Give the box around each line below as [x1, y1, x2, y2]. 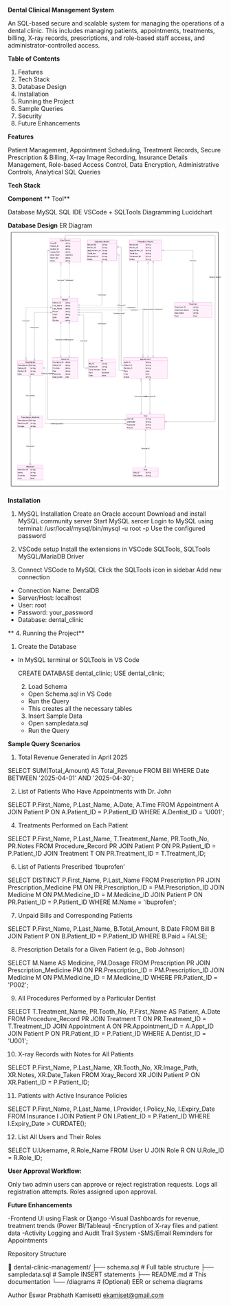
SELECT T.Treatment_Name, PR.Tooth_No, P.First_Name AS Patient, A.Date [8, 1007, 221, 1016]
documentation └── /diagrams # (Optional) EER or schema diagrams [8, 1277, 203, 1285]
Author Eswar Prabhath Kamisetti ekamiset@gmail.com [8, 1291, 164, 1299]
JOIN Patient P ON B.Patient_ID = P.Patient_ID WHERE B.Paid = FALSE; [8, 932, 208, 940]
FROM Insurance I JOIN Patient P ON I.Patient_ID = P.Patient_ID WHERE [8, 1112, 210, 1120]
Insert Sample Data [27, 712, 82, 720]
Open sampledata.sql [27, 719, 89, 727]
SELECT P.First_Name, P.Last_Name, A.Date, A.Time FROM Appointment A [8, 800, 219, 809]
